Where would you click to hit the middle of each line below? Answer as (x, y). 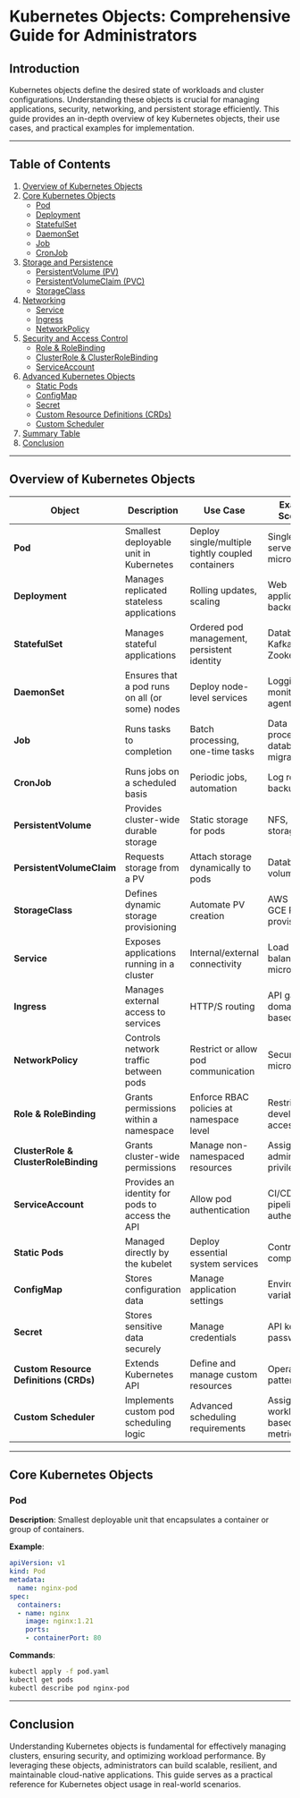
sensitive (143, 1326)
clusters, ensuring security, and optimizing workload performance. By (137, 1755)
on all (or (143, 697)
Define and (213, 1363)
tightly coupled (221, 553)
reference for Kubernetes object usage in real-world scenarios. (125, 1784)
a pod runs (147, 686)
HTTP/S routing (222, 1006)
